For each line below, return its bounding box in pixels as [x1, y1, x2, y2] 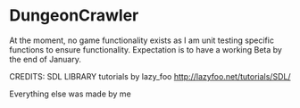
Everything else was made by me [9, 88, 131, 99]
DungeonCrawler [9, 5, 139, 26]
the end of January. [9, 54, 82, 64]
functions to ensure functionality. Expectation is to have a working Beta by [9, 44, 283, 54]
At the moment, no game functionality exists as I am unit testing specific [9, 35, 275, 46]
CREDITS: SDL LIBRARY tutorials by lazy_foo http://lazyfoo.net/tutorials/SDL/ [9, 71, 291, 81]
